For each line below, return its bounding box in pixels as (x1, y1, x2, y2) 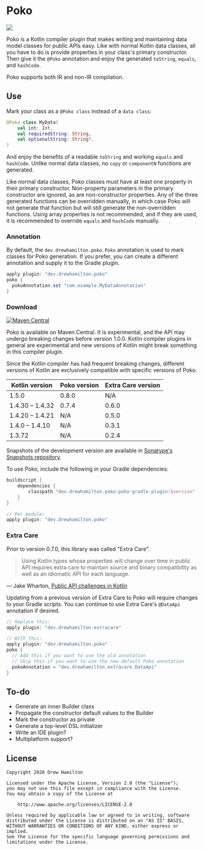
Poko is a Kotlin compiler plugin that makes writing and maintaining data (6, 35, 188, 43)
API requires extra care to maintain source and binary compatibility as (21, 563, 197, 571)
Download (6, 303, 38, 311)
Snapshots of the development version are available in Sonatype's (6, 447, 173, 454)
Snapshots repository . (6, 453, 62, 461)
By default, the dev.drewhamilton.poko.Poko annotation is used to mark (6, 246, 184, 254)
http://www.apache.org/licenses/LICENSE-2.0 (17, 802, 133, 808)
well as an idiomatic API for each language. (21, 570, 130, 577)
